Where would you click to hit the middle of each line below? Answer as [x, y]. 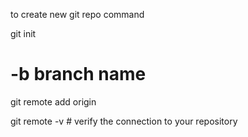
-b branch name [78, 74]
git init [23, 33]
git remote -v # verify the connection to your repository [124, 121]
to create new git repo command [77, 14]
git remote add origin [53, 101]
